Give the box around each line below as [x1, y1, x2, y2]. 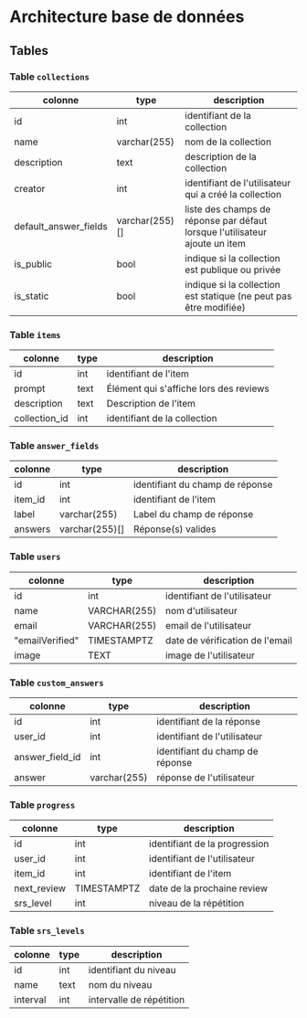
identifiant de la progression [149, 838, 270, 851]
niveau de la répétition [149, 897, 245, 910]
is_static [14, 290, 49, 302]
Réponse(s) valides [132, 523, 217, 536]
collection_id [14, 412, 69, 425]
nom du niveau [88, 978, 153, 991]
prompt [14, 382, 46, 395]
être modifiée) [185, 301, 246, 313]
